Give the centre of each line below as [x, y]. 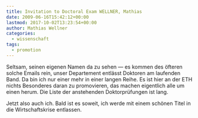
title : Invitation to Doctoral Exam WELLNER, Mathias [74, 12]
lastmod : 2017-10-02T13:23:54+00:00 [51, 22]
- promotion [26, 50]
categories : [21, 34]
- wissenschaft [30, 39]
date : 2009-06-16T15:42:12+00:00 [48, 17]
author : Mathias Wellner [37, 28]
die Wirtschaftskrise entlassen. [44, 109]
